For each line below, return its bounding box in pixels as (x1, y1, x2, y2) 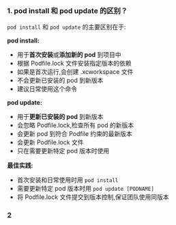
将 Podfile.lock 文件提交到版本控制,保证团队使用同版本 (16, 193, 169, 201)
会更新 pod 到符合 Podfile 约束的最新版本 (16, 130, 133, 138)
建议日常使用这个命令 (16, 85, 77, 93)
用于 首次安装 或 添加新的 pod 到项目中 (16, 51, 121, 59)
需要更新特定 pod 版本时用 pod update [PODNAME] (16, 185, 155, 193)
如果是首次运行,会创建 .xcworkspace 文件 (16, 68, 134, 76)
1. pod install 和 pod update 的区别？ (7, 5, 128, 15)
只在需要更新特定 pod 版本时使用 (16, 147, 110, 155)
